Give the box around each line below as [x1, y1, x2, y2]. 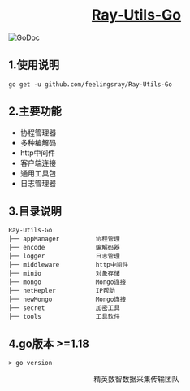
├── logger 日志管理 [8, 252, 120, 261]
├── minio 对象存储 [8, 270, 120, 278]
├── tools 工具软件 [8, 313, 120, 321]
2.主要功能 [8, 104, 63, 119]
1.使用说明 [8, 59, 60, 72]
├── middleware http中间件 [8, 261, 129, 269]
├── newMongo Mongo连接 [8, 295, 127, 304]
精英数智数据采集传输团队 [93, 374, 179, 384]
